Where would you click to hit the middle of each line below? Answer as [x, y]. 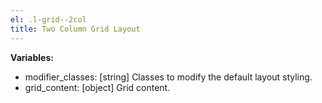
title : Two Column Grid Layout [75, 29]
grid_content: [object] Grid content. [97, 87]
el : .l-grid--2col [48, 19]
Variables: [32, 57]
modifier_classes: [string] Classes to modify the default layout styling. [168, 77]
